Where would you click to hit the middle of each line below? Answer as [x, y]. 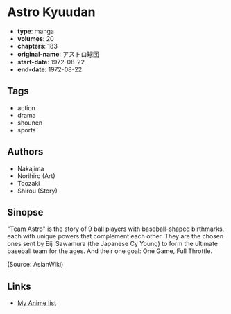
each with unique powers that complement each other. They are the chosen [115, 236]
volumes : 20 [35, 38]
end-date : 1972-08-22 [50, 69]
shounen [30, 123]
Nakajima [31, 168]
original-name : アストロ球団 [58, 54]
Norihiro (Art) [36, 176]
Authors [25, 152]
